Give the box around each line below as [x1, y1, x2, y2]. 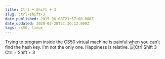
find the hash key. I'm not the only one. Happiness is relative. [5, 44, 129, 50]
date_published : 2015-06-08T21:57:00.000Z [5, 16, 94, 21]
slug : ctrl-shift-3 [5, 12, 45, 17]
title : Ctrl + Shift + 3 [5, 7, 56, 12]
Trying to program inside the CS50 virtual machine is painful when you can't [5, 39, 160, 45]
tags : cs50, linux [5, 26, 43, 30]
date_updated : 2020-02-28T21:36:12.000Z [5, 21, 90, 26]
